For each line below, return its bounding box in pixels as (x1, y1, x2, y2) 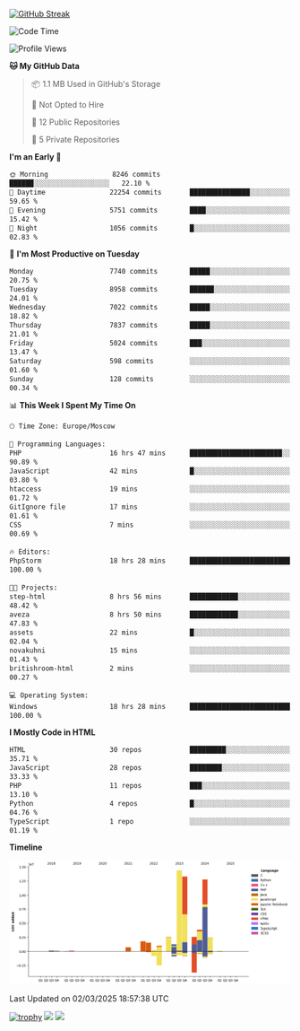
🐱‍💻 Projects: (9, 583, 58, 592)
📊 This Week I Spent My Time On (9, 400, 136, 410)
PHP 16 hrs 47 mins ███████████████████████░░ (9, 449, 291, 458)
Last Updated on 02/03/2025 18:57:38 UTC (9, 992, 169, 1004)
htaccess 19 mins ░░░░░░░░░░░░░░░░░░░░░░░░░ (9, 485, 291, 494)
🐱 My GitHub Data (9, 61, 81, 71)
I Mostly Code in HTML (9, 727, 96, 738)
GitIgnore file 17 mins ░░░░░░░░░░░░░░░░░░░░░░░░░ (9, 502, 291, 511)
